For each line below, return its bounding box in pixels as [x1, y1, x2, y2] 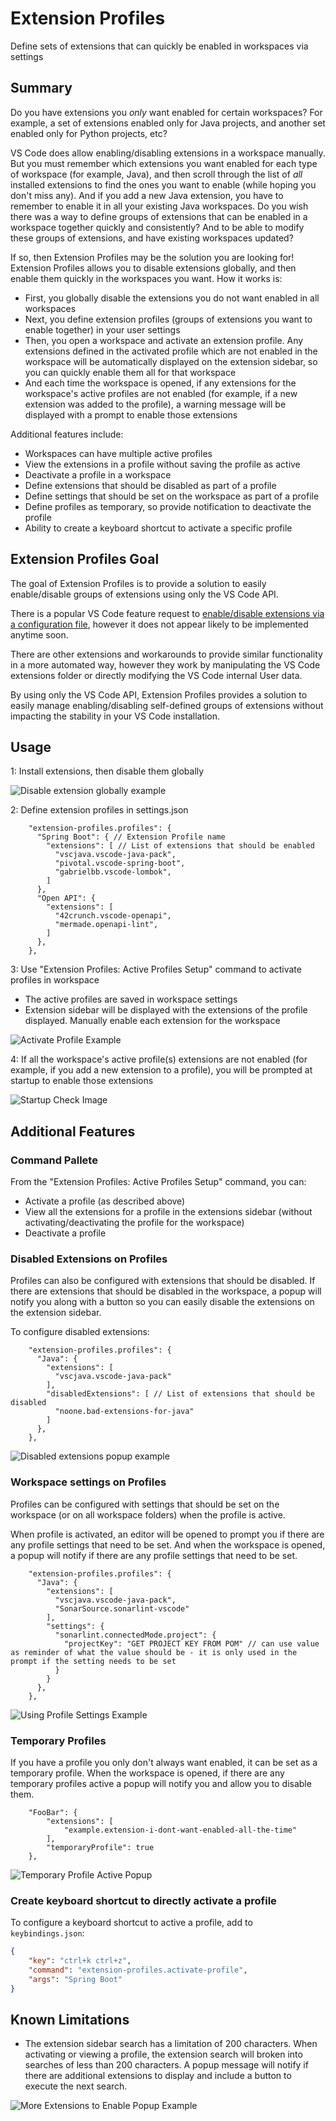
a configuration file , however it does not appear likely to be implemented [10, 618, 309, 630]
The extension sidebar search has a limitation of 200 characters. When [24, 2038, 318, 2050]
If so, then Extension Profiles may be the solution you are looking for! [10, 251, 295, 263]
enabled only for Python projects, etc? [10, 127, 168, 139]
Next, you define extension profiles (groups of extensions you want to [24, 313, 313, 325]
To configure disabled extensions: [10, 1326, 150, 1338]
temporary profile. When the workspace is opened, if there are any [10, 1767, 285, 1779]
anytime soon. [10, 628, 69, 641]
